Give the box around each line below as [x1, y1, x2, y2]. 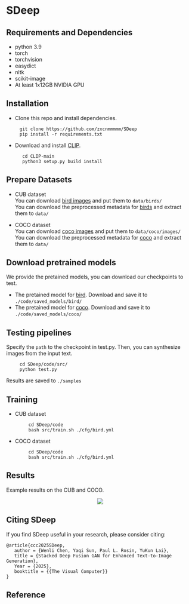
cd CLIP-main [21, 153, 55, 159]
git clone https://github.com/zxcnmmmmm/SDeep [19, 126, 137, 132]
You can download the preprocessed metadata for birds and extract [14, 203, 182, 210]
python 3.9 [14, 43, 42, 50]
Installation [6, 99, 49, 109]
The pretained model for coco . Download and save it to [14, 304, 151, 311]
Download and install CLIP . [14, 142, 81, 149]
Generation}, [6, 558, 39, 564]
